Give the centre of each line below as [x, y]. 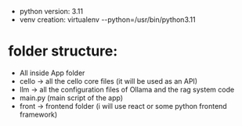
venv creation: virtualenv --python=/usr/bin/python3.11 [107, 20]
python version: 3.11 [51, 11]
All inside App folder [52, 73]
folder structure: [63, 51]
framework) [38, 114]
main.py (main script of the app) [71, 98]
